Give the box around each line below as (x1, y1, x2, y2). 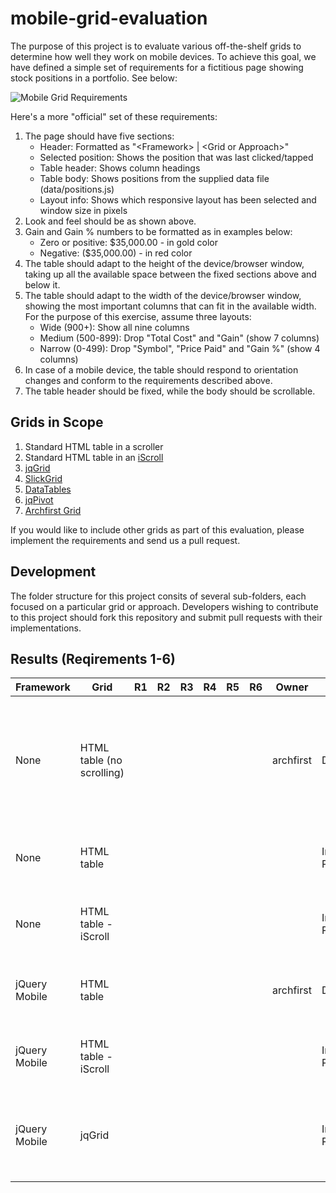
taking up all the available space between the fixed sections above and (24, 268, 317, 280)
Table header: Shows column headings (39, 162, 201, 174)
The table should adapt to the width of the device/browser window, (24, 289, 302, 301)
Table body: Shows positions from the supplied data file (39, 172, 270, 184)
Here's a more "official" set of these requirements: (10, 110, 218, 122)
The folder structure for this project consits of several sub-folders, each (10, 590, 307, 602)
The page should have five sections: (24, 130, 175, 142)
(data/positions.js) (39, 183, 115, 195)
